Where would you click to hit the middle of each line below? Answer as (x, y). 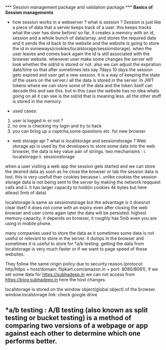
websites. (15, 254)
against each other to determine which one (73, 333)
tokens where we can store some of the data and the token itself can (82, 86)
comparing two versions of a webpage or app (77, 326)
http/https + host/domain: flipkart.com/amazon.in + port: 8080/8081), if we (82, 269)
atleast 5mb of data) (26, 193)
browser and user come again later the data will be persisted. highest (76, 213)
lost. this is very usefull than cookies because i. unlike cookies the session (81, 177)
